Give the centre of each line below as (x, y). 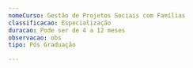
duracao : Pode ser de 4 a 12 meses (67, 30)
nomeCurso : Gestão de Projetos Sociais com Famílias (97, 15)
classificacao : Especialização (60, 23)
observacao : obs (35, 38)
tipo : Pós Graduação (42, 45)
